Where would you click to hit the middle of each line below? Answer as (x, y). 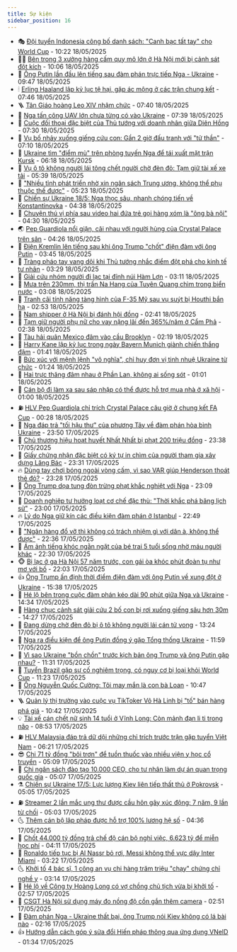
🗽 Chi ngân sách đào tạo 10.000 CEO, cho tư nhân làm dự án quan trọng (122, 769)
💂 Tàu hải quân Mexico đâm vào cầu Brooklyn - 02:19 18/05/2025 (113, 337)
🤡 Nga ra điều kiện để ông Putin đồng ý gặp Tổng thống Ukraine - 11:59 (121, 639)
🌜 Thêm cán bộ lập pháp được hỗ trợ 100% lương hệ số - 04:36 (111, 820)
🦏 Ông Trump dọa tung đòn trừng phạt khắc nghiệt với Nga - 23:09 (115, 486)
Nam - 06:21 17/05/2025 (53, 746)
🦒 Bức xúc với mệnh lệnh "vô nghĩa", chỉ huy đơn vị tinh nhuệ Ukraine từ (122, 359)
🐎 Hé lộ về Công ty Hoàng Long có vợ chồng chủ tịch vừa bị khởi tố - (118, 886)
